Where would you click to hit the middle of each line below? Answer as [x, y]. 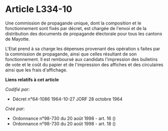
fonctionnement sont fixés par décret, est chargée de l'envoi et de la [76, 28]
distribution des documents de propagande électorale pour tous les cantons [84, 33]
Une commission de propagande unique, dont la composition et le [73, 23]
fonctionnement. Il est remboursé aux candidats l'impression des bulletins [81, 59]
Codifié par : [18, 89]
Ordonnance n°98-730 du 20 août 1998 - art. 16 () [64, 118]
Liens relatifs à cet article [32, 79]
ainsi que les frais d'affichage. [36, 70]
